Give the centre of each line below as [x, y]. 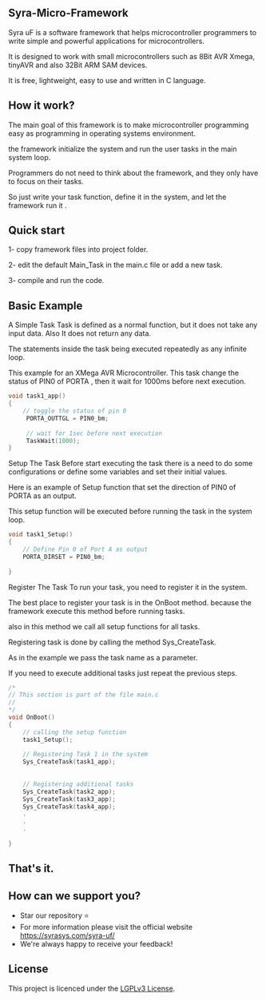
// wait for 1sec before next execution [94, 433]
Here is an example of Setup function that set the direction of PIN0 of [122, 488]
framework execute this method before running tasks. [97, 611]
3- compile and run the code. [56, 281]
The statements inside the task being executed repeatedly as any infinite [128, 349]
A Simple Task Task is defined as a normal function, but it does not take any [133, 325]
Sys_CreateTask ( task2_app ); [69, 792]
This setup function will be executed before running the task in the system [131, 512]
